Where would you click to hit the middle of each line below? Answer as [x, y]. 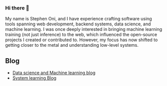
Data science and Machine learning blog [54, 73]
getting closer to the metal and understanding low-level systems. [72, 45]
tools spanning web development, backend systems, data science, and [78, 24]
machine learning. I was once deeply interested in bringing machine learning [84, 29]
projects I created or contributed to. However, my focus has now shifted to [82, 40]
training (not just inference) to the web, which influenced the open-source [81, 35]
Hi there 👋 [17, 8]
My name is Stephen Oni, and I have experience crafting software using [79, 19]
